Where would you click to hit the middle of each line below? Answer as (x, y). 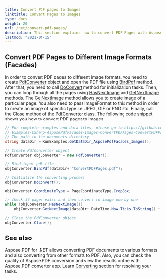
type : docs (16, 19)
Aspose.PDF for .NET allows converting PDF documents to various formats (81, 250)
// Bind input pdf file (30, 164)
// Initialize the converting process (45, 178)
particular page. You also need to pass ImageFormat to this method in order (82, 103)
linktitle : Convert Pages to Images (43, 14)
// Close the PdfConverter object (41, 218)
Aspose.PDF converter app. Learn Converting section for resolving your (78, 266)
